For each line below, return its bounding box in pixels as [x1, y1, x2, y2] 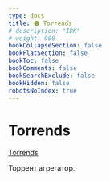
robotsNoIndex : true [8, 86, 78, 95]
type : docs [8, 11, 45, 20]
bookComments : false [8, 64, 78, 72]
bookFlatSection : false [8, 49, 88, 57]
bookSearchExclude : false [8, 72, 95, 80]
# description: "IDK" [8, 27, 81, 35]
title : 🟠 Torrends [8, 19, 72, 27]
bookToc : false [8, 57, 59, 65]
